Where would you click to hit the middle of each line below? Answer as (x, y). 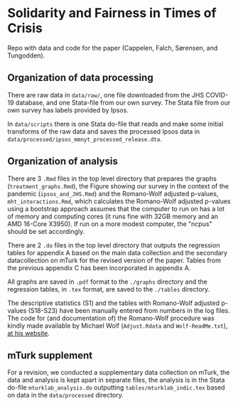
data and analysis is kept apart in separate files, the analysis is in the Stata (116, 380)
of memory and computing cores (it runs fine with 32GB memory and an (113, 216)
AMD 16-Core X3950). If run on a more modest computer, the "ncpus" (110, 224)
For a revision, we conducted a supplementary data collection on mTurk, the (119, 373)
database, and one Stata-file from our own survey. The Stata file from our (123, 102)
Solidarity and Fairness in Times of (112, 13)
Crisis (25, 28)
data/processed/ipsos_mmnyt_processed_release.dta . (85, 139)
